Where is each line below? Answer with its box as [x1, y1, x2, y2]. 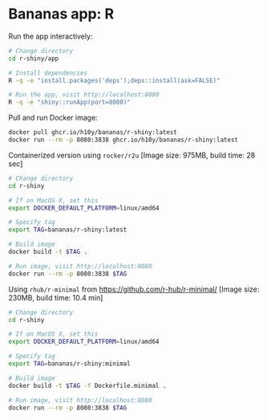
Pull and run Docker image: [8, 113, 98, 123]
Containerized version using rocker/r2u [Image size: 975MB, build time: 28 [8, 150, 256, 160]
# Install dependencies [8, 69, 88, 77]
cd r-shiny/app [8, 54, 59, 63]
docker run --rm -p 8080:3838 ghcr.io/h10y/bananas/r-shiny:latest [8, 136, 239, 145]
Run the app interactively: [8, 31, 93, 41]
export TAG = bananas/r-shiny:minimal [8, 360, 131, 368]
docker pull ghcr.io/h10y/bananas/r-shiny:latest [8, 128, 178, 137]
